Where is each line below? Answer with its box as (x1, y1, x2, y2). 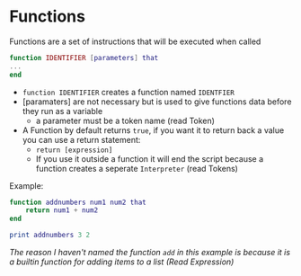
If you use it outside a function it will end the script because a (35, 153, 264, 164)
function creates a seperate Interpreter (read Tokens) (35, 163, 238, 174)
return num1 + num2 (25, 206, 99, 215)
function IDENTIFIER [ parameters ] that (9, 53, 159, 62)
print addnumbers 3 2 (9, 231, 91, 240)
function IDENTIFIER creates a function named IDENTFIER (22, 86, 235, 97)
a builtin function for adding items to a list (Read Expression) (9, 256, 235, 267)
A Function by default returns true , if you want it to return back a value (22, 124, 285, 136)
